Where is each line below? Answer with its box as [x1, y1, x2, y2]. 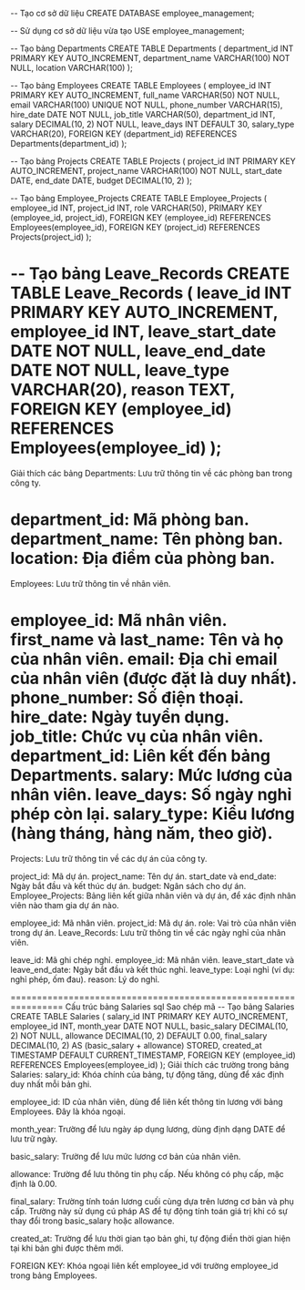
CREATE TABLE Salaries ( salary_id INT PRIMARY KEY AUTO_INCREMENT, [10, 1010, 289, 1021]
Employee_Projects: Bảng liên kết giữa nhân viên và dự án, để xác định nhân [10, 890, 297, 901]
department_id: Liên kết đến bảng [10, 746, 271, 766]
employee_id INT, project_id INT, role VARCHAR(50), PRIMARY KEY [10, 202, 263, 213]
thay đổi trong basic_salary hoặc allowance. [10, 1215, 176, 1226]
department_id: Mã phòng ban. [10, 509, 249, 530]
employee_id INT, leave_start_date [10, 322, 277, 343]
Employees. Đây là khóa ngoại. [10, 1106, 126, 1117]
